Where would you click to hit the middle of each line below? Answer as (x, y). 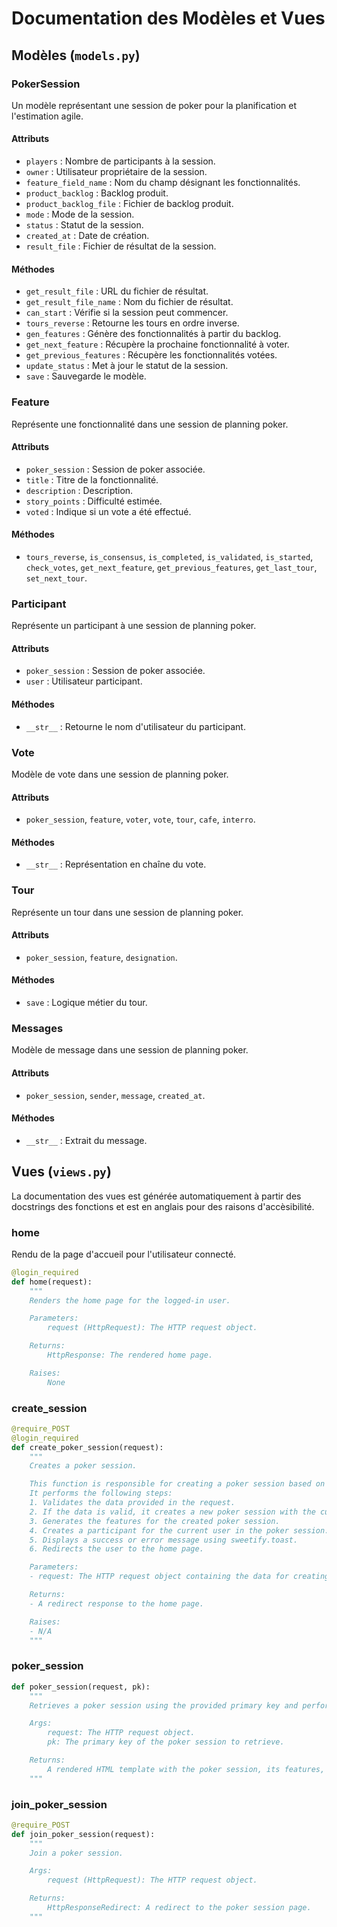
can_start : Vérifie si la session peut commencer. (127, 313)
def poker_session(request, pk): (81, 1687)
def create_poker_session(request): (87, 1447)
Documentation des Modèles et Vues (168, 18)
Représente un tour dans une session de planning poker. (127, 912)
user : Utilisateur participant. (84, 681)
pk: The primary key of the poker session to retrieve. (166, 1742)
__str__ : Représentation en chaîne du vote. (116, 864)
